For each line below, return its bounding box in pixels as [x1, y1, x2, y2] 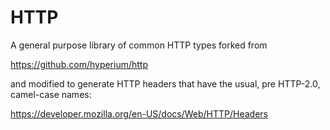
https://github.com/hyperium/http [10, 58, 149, 70]
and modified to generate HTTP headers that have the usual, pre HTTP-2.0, [10, 77, 321, 90]
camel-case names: [10, 88, 92, 100]
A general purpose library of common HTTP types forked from [10, 39, 268, 51]
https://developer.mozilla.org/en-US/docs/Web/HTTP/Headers [10, 107, 269, 120]
